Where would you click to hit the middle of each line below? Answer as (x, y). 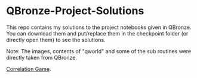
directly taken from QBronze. (42, 57)
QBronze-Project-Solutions (75, 11)
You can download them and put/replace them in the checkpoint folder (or (97, 33)
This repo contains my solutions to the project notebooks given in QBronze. (99, 27)
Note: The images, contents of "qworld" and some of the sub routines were (99, 51)
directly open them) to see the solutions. (56, 40)
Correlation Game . (29, 69)
